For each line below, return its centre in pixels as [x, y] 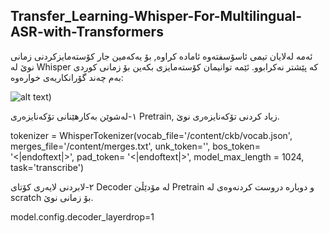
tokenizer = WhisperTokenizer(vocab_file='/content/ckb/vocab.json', [151, 135]
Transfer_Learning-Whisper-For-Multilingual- [156, 16]
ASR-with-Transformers [87, 32]
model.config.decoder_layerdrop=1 [82, 216]
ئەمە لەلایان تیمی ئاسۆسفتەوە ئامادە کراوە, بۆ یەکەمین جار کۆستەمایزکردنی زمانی [161, 56]
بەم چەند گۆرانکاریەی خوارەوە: [67, 77]
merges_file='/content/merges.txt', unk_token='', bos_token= [135, 146]
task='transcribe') [47, 167]
